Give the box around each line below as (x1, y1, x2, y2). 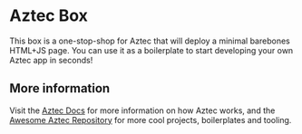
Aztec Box (9, 5, 89, 26)
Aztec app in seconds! (9, 54, 93, 65)
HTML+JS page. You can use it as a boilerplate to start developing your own (9, 44, 294, 55)
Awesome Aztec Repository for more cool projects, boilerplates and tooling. (9, 114, 292, 125)
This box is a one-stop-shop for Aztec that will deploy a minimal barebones (9, 35, 290, 46)
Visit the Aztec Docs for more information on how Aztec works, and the (9, 105, 276, 116)
